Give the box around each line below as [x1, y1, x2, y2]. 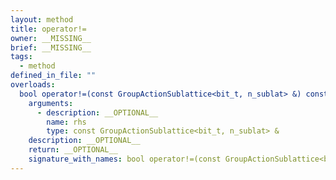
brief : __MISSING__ [10, 42, 92, 53]
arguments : [28, 98, 74, 108]
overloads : [10, 80, 56, 90]
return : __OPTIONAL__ [28, 145, 118, 155]
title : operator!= [10, 24, 87, 34]
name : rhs [46, 117, 87, 127]
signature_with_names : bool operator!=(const [28, 154, 222, 164]
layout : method [10, 14, 74, 25]
